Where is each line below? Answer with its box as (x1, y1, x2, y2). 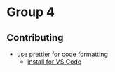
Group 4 (6, 4, 55, 20)
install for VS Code (27, 57, 82, 66)
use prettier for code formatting (16, 50, 108, 58)
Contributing (6, 32, 64, 44)
